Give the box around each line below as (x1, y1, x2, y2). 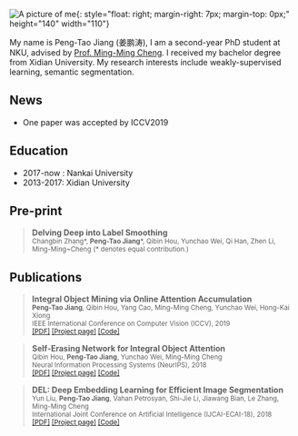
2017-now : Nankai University (22, 167, 134, 178)
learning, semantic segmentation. (9, 66, 134, 77)
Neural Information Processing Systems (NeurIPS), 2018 (31, 361, 207, 370)
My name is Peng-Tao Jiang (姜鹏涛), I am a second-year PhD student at (9, 37, 281, 47)
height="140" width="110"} (9, 18, 111, 29)
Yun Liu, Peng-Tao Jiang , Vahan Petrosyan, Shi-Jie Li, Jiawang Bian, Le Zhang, (31, 394, 280, 403)
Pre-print (9, 203, 63, 219)
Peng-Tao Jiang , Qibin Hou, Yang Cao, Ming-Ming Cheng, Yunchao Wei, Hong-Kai (31, 303, 290, 312)
